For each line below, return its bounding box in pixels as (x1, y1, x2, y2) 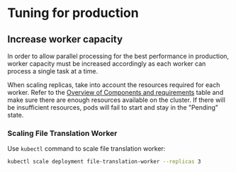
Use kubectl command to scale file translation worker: (7, 144, 166, 153)
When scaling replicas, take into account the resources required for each (7, 81, 220, 89)
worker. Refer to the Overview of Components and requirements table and (7, 88, 224, 96)
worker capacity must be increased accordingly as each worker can (7, 59, 206, 68)
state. (7, 111, 24, 119)
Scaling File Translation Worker (7, 128, 118, 138)
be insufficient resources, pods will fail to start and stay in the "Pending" (7, 103, 218, 111)
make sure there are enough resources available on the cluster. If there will (7, 96, 225, 104)
